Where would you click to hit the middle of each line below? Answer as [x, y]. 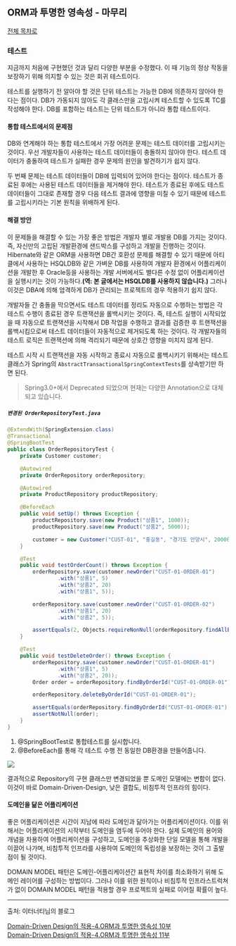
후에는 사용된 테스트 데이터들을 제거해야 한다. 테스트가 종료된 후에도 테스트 [122, 185]
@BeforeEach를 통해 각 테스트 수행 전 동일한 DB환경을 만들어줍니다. [111, 750]
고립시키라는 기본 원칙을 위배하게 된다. [67, 202]
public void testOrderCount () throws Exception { [94, 566]
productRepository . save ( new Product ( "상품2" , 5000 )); [111, 527]
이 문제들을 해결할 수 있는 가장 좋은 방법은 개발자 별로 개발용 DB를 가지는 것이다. [117, 237]
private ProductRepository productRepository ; [89, 494]
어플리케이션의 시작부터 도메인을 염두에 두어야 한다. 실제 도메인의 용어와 [124, 830]
